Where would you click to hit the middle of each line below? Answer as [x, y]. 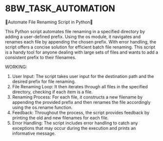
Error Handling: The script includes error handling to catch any [75, 123]
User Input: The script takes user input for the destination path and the [83, 76]
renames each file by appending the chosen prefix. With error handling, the [81, 41]
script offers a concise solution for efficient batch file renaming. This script [80, 47]
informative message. [34, 133]
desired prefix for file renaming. [44, 81]
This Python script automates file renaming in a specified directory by [75, 31]
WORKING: [16, 67]
